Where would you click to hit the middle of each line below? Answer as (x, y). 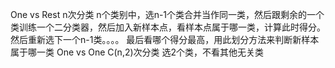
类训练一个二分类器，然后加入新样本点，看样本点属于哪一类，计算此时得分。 (168, 27)
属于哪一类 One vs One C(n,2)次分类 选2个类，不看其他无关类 (137, 52)
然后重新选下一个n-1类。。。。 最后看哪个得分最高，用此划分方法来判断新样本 (165, 39)
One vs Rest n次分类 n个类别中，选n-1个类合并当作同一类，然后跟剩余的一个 (167, 14)
